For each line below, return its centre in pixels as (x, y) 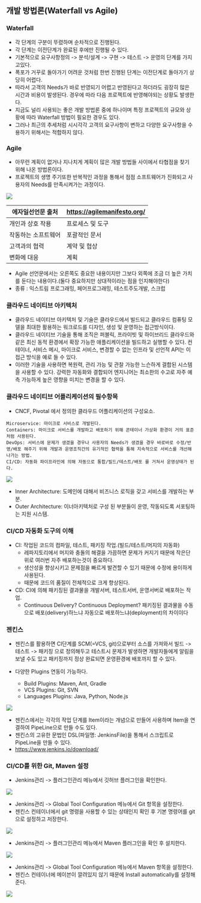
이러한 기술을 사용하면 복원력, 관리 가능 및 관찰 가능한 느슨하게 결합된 (96, 364)
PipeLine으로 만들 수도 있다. (64, 728)
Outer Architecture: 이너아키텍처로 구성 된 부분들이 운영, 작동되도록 (94, 506)
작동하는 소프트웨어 (35, 235)
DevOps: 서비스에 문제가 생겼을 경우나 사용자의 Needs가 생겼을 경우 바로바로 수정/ (97, 442)
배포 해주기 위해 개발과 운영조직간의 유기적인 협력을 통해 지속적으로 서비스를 (95, 449)
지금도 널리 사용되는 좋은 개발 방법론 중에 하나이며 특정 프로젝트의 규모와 (100, 109)
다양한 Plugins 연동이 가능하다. (51, 672)
